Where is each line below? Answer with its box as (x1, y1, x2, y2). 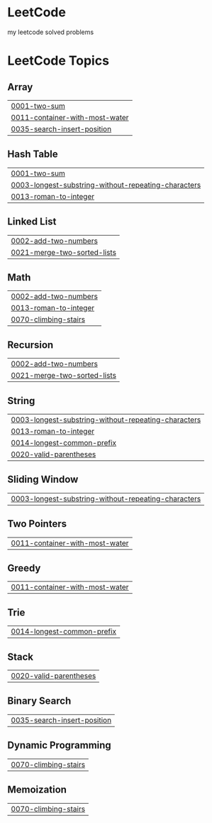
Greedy (7, 562, 41, 574)
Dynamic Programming (7, 739, 111, 751)
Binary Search (7, 695, 72, 707)
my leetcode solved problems (7, 28, 94, 36)
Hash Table (7, 148, 58, 160)
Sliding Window (7, 474, 79, 486)
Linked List (7, 216, 57, 228)
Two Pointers (7, 518, 67, 530)
